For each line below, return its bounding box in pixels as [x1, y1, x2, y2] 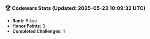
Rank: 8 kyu [12, 18, 37, 24]
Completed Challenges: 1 [12, 28, 65, 34]
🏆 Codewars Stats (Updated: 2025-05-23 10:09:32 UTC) [5, 4, 146, 11]
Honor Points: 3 [12, 23, 45, 29]
